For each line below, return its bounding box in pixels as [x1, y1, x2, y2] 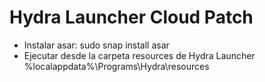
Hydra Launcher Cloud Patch [9, 6, 254, 29]
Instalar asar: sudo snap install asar [23, 39, 170, 51]
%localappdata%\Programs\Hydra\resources [23, 60, 210, 72]
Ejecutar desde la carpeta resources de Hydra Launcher [23, 49, 256, 61]
